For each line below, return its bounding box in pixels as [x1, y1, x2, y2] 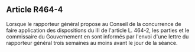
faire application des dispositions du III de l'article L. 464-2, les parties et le [6, 27, 190, 34]
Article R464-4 [6, 5, 63, 15]
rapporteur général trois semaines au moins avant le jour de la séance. [6, 39, 178, 46]
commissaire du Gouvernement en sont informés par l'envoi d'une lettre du [6, 32, 189, 40]
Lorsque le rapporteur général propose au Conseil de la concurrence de [6, 20, 181, 27]
